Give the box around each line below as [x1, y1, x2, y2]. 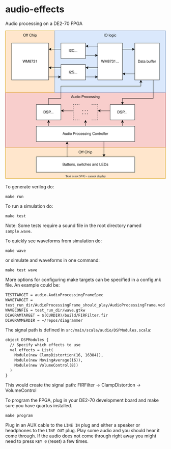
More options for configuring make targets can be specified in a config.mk [5, 276, 161, 283]
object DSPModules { [5, 338, 49, 343]
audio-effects [5, 4, 65, 15]
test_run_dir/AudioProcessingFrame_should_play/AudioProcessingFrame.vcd [5, 303, 165, 308]
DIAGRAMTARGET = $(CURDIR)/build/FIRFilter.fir [5, 313, 108, 318]
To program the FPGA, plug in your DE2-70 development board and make [5, 397, 159, 403]
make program [5, 413, 33, 418]
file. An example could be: [5, 282, 60, 288]
